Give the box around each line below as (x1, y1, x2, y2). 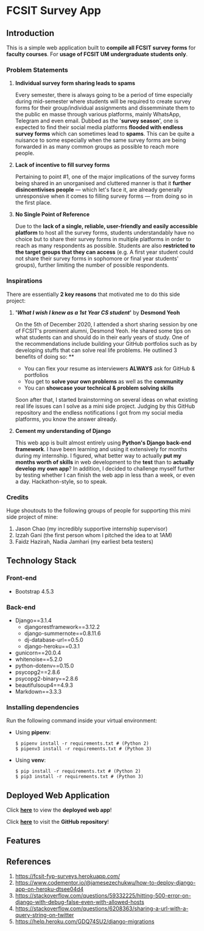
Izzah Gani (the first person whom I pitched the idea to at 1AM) (15, 531, 172, 539)
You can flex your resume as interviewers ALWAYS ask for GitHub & (24, 365, 195, 372)
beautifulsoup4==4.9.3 (15, 681, 73, 689)
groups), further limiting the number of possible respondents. (15, 261, 169, 269)
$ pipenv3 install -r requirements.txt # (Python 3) (15, 746, 152, 752)
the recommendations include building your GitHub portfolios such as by (15, 340, 197, 347)
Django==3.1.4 (15, 616, 52, 624)
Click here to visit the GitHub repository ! (6, 818, 110, 825)
